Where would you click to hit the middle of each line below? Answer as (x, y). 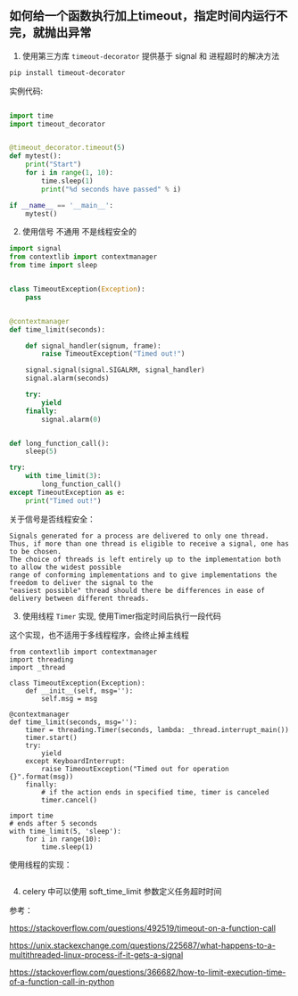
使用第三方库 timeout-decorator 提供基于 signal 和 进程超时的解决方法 (151, 55)
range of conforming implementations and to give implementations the (143, 575)
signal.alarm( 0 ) (71, 419)
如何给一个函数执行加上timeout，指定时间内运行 (143, 16)
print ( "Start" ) (54, 165)
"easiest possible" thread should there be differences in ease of (137, 590)
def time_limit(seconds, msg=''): (74, 722)
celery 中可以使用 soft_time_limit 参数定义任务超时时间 (122, 891)
